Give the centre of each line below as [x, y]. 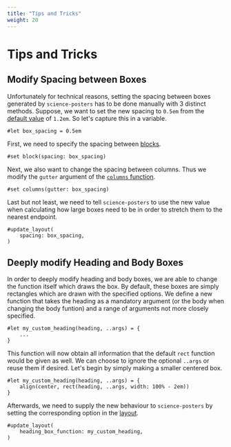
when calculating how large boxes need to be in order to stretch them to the [115, 209]
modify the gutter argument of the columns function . [81, 176]
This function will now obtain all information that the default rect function [111, 354]
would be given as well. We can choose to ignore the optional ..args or [108, 361]
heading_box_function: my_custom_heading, [81, 432]
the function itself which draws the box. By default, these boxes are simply [113, 287]
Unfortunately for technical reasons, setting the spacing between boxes [109, 96]
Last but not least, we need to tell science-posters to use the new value [109, 202]
